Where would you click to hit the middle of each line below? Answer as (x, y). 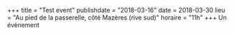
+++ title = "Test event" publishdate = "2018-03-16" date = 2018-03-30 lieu (116, 10)
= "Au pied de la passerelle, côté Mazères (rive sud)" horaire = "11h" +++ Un (117, 17)
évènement (23, 25)
